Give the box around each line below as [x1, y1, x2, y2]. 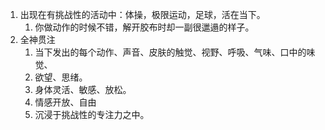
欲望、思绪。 [34, 71, 88, 83]
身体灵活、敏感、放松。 [34, 84, 132, 95]
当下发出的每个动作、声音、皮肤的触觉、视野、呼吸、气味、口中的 [34, 46, 307, 58]
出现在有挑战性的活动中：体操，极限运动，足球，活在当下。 [19, 9, 266, 20]
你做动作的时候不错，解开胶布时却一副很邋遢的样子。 [34, 21, 255, 33]
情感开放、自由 [34, 96, 97, 108]
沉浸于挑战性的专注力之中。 [34, 109, 150, 120]
